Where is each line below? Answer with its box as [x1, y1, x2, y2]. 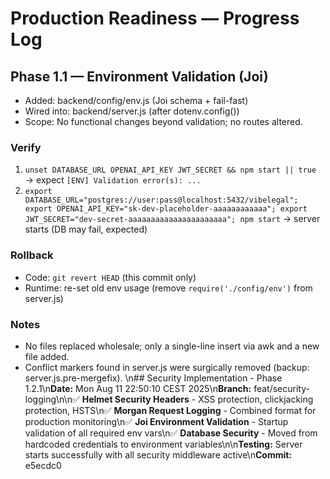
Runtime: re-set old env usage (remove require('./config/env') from [24, 282, 313, 294]
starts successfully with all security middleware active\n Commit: [24, 448, 293, 461]
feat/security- [253, 382, 310, 394]
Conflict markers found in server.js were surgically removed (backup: [24, 361, 310, 373]
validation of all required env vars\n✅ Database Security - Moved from [24, 427, 318, 439]
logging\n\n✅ [24, 393, 80, 405]
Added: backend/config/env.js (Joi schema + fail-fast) [24, 95, 249, 106]
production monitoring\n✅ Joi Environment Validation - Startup [24, 415, 289, 427]
